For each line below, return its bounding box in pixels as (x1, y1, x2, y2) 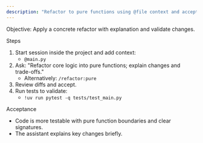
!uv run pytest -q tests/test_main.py (24, 95, 122, 101)
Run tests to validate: (14, 87, 68, 94)
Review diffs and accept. (14, 81, 77, 88)
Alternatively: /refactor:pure (24, 74, 97, 81)
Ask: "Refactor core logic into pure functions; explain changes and (14, 62, 181, 69)
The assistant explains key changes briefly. (14, 130, 123, 137)
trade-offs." (14, 68, 44, 75)
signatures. (14, 123, 43, 130)
